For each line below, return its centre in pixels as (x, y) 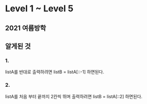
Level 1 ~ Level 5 (39, 9)
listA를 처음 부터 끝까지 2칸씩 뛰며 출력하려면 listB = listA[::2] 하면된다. (74, 96)
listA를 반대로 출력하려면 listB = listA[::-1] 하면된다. (55, 72)
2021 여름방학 (25, 28)
